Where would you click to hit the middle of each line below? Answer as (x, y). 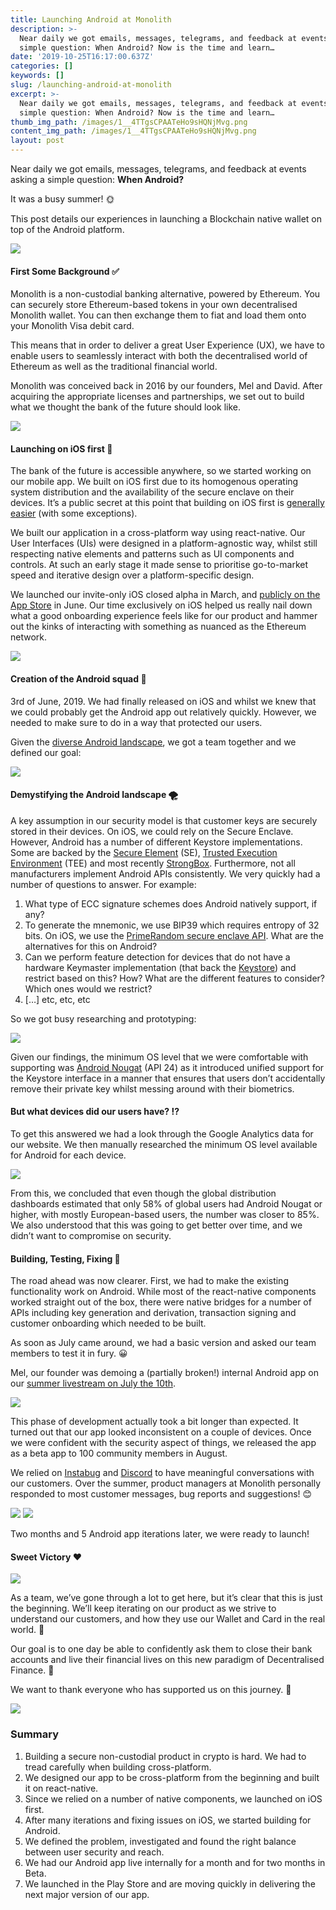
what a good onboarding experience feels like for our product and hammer (164, 616)
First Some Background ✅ (65, 271)
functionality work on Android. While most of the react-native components (163, 1292)
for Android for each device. (68, 1155)
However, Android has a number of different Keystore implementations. (156, 842)
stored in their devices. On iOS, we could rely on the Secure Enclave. (152, 831)
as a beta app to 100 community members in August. (119, 1453)
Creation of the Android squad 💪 (78, 679)
